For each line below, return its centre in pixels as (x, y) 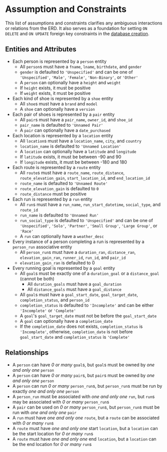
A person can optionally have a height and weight (70, 82)
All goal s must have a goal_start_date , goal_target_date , (79, 294)
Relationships (27, 353)
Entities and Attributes (41, 49)
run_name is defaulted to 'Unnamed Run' (59, 215)
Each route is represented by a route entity (56, 167)
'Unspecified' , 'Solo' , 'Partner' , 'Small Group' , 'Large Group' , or (88, 226)
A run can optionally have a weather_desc (62, 236)
